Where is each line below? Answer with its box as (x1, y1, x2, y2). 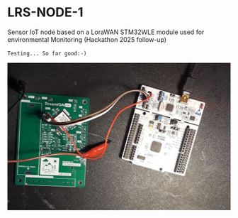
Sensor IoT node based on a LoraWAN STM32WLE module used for (7, 28, 205, 36)
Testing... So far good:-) (7, 50, 87, 57)
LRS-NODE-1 (7, 4, 84, 21)
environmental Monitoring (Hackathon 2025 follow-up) (7, 35, 167, 43)
